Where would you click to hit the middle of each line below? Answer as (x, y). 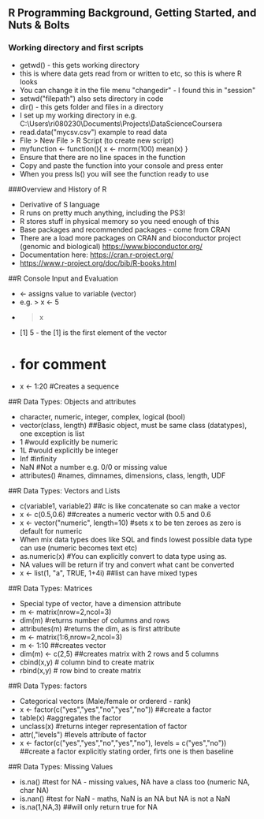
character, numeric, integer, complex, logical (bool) (102, 416)
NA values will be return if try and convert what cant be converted (127, 564)
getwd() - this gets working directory (80, 65)
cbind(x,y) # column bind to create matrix (87, 662)
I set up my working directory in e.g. (78, 115)
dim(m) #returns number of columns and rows (95, 620)
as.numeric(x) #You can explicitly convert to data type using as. (123, 556)
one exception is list (52, 434)
